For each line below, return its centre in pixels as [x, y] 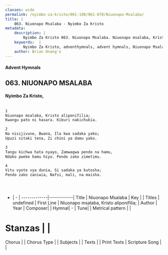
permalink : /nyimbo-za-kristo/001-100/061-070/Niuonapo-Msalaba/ [74, 14]
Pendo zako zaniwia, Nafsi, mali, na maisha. [53, 175]
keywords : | [28, 42]
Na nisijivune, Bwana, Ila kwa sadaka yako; [52, 134]
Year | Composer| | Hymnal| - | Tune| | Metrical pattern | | [72, 208]
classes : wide [20, 10]
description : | [30, 33]
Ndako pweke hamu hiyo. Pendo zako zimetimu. [53, 157]
